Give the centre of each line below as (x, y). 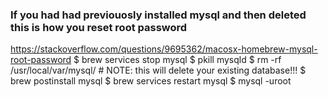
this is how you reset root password (99, 27)
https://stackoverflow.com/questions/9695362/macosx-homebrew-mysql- (164, 49)
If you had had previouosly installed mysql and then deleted (158, 15)
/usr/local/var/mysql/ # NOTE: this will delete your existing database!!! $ (158, 70)
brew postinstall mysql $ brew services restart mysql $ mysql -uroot (151, 81)
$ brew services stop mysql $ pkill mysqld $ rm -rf (177, 60)
